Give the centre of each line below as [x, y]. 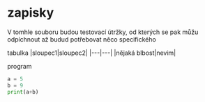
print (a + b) [23, 92]
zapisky [31, 13]
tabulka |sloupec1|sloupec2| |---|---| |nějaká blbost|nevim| [92, 53]
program [20, 66]
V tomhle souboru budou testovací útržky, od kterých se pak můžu [103, 32]
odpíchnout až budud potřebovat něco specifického [82, 39]
